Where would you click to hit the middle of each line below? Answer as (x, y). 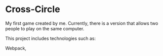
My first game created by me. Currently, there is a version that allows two (82, 23)
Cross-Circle (33, 9)
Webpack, (16, 48)
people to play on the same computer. (45, 28)
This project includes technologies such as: (51, 38)
